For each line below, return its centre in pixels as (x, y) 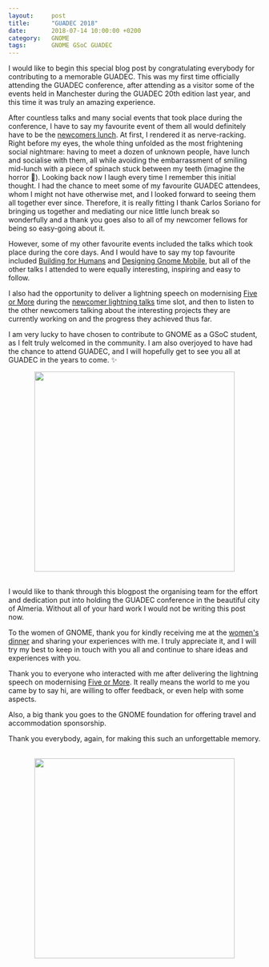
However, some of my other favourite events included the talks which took (131, 244)
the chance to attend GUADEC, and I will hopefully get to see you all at (124, 351)
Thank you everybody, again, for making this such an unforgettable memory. (134, 739)
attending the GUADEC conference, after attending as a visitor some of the (131, 86)
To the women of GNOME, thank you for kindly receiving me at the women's (134, 632)
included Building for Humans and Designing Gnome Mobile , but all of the (129, 261)
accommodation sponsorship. (57, 723)
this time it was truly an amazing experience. (82, 102)
